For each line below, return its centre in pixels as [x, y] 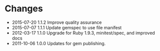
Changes [24, 9]
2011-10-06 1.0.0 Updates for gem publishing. [59, 43]
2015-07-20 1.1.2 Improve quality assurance [57, 22]
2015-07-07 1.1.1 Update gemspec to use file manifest [67, 27]
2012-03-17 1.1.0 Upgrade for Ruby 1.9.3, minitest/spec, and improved [83, 33]
